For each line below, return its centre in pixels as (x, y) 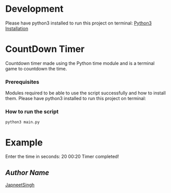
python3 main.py (22, 122)
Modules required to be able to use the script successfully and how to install (86, 93)
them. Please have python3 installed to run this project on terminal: (76, 99)
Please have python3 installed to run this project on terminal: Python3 (79, 23)
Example (24, 142)
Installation (17, 28)
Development (34, 9)
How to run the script (32, 112)
